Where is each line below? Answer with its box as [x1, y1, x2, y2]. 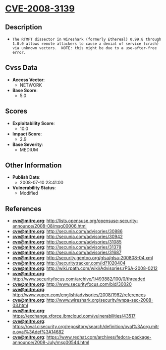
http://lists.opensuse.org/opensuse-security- [46, 218, 139, 224]
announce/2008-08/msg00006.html [12, 223, 87, 229]
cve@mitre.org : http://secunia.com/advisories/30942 [12, 233, 123, 239]
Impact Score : [12, 130, 42, 137]
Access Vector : [12, 77, 45, 83]
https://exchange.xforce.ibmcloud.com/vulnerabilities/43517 [12, 313, 136, 319]
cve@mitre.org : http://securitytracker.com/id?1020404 [12, 260, 126, 266]
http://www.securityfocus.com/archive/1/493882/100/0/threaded [12, 276, 146, 282]
